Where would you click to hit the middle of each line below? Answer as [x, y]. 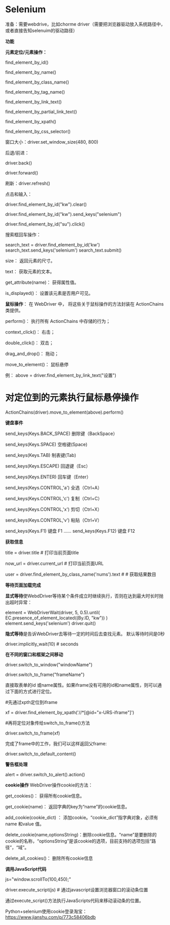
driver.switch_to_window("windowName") [49, 664]
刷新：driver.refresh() [28, 183]
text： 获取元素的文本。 [30, 271]
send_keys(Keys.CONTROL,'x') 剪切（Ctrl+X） [54, 509]
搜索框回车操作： [23, 234]
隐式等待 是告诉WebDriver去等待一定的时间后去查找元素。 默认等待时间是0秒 [85, 634]
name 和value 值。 [25, 824]
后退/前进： [17, 153]
